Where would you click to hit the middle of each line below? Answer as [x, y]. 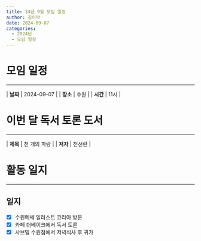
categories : [21, 28]
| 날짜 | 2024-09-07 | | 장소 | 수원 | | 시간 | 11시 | [63, 94]
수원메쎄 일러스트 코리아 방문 [48, 217]
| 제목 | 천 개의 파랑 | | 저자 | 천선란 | [48, 144]
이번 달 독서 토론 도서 [55, 121]
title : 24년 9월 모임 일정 [36, 12]
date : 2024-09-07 [28, 23]
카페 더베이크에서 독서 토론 [46, 224]
